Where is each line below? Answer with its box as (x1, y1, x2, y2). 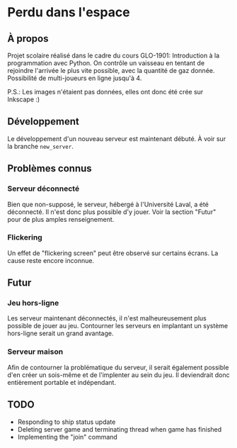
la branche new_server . (7, 142, 74, 150)
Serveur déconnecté (7, 184, 80, 194)
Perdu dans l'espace (7, 4, 130, 21)
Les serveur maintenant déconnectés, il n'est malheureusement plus (7, 314, 207, 323)
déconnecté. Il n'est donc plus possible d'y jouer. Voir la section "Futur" (7, 207, 216, 216)
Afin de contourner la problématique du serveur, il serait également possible (7, 363, 229, 371)
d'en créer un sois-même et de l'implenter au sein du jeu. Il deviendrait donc (7, 370, 230, 379)
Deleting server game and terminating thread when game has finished (17, 425, 222, 433)
